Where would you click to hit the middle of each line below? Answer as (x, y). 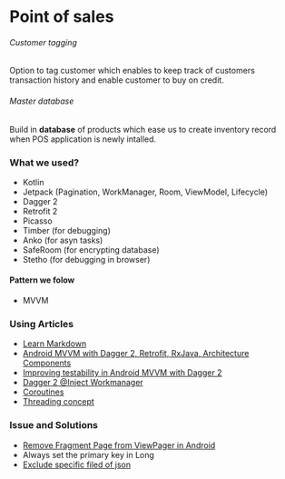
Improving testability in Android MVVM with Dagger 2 (122, 373)
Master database (42, 101)
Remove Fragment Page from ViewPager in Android (119, 445)
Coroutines (43, 392)
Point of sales (62, 17)
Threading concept (59, 402)
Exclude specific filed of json (77, 464)
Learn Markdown (54, 344)
